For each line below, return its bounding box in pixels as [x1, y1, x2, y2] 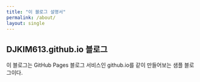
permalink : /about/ [6, 15, 56, 21]
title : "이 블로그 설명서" [6, 9, 66, 15]
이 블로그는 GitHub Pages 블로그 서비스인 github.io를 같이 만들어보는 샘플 [6, 61, 183, 69]
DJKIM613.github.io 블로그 [6, 44, 108, 55]
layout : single [6, 20, 45, 26]
